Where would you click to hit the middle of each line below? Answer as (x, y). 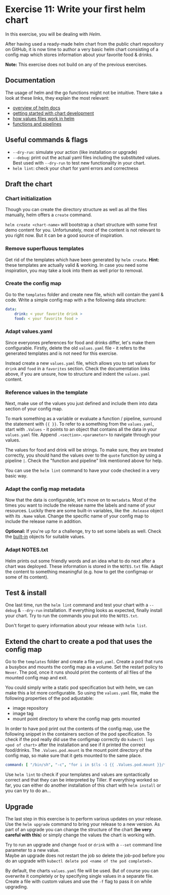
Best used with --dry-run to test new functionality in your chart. (79, 162)
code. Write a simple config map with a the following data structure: (76, 300)
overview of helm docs (36, 108)
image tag (23, 714)
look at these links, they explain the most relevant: (57, 98)
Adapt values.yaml (29, 332)
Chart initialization (28, 198)
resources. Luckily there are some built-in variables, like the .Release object (84, 511)
